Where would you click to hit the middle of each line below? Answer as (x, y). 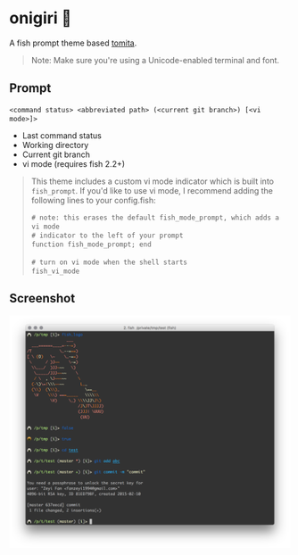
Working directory (55, 145)
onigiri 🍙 (41, 18)
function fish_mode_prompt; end (91, 244)
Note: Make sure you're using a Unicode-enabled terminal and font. (155, 60)
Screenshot (42, 298)
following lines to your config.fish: (93, 200)
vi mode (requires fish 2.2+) (74, 163)
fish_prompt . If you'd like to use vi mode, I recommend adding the (152, 190)
